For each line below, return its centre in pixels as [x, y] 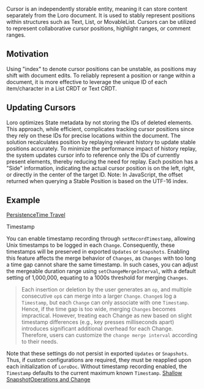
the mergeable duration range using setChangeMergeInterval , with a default [101, 271]
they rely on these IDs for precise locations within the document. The [93, 135]
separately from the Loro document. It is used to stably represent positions [101, 15]
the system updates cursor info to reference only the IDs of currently [93, 155]
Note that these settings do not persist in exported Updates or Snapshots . [97, 353]
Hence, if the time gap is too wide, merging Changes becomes [99, 309]
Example [23, 201]
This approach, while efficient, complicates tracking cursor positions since [100, 129]
